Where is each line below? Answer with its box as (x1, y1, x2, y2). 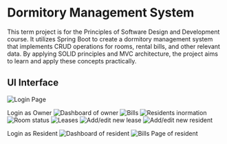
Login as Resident (7, 129, 58, 137)
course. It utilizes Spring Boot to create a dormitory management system (7, 34, 213, 43)
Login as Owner (7, 108, 52, 116)
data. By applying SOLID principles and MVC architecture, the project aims (7, 50, 219, 58)
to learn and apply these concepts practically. (7, 56, 137, 65)
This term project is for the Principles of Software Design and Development (7, 28, 220, 36)
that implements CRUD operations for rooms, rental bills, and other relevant (7, 42, 220, 50)
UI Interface (7, 77, 59, 89)
